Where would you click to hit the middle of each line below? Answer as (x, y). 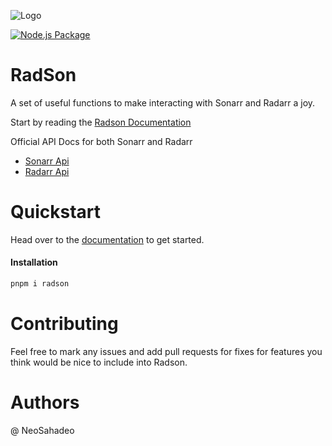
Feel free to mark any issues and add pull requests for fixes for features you (166, 351)
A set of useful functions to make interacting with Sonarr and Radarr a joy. (163, 102)
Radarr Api (47, 171)
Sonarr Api (47, 161)
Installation (34, 262)
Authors (45, 402)
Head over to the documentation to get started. (107, 239)
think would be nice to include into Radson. (99, 362)
